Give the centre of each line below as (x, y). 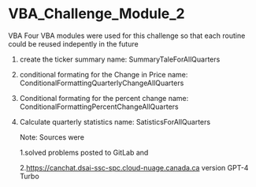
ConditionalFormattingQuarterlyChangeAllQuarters (102, 83)
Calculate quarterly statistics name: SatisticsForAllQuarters (115, 122)
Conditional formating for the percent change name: (104, 98)
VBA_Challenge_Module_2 (96, 14)
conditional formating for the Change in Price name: (104, 74)
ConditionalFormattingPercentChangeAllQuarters (99, 107)
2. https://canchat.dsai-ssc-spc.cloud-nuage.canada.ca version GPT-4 (134, 167)
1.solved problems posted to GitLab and (84, 152)
